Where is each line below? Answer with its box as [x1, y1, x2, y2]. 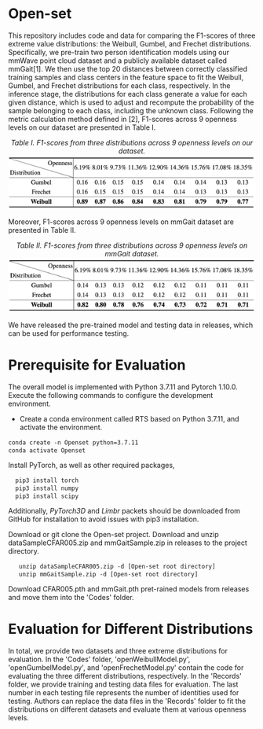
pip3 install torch [15, 477, 79, 484]
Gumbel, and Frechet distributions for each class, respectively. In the [8, 80, 231, 90]
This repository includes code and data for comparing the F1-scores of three [8, 31, 256, 40]
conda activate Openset [8, 446, 86, 455]
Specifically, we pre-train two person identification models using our [8, 47, 230, 57]
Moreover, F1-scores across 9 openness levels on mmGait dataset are [8, 217, 234, 226]
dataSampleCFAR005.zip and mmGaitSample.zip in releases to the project [8, 538, 247, 547]
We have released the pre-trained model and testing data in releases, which [8, 320, 254, 330]
